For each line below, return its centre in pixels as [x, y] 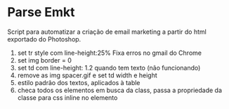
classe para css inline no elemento [67, 97]
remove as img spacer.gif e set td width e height [87, 75]
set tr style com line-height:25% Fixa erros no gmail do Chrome [110, 53]
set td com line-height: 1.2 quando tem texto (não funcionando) [109, 68]
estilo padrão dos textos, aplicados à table [79, 82]
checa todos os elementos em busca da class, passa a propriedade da [120, 90]
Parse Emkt [41, 12]
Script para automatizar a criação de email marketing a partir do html [107, 32]
